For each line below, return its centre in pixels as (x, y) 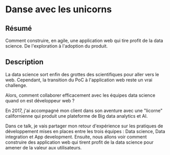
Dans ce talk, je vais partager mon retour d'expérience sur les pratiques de (84, 126)
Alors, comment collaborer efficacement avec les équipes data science (80, 95)
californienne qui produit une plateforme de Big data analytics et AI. (77, 116)
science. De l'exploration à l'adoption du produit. (57, 46)
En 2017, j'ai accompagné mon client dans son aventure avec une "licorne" (84, 110)
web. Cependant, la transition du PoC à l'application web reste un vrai (79, 80)
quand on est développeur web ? (40, 100)
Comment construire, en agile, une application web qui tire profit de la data (84, 40)
